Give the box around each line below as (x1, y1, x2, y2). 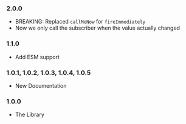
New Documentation (15, 82, 67, 89)
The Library (15, 111, 44, 119)
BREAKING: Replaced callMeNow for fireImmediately (15, 18, 146, 25)
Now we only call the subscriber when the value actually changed (15, 24, 181, 31)
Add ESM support (15, 53, 60, 60)
